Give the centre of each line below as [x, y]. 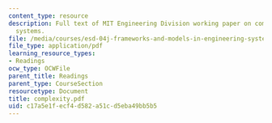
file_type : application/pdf [56, 46]
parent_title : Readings [49, 76]
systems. [30, 31]
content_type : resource [49, 16]
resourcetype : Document [49, 91]
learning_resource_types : [52, 53]
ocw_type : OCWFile [39, 69]
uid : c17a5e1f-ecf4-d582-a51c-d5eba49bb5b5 [83, 106]
